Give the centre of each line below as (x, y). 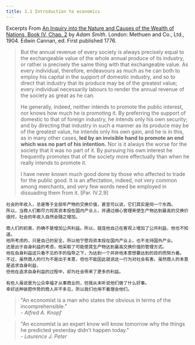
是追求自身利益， (24, 265)
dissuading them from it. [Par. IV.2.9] (65, 192)
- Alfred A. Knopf (41, 312)
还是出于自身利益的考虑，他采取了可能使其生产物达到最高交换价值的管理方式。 (86, 247)
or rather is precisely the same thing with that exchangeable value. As (104, 64)
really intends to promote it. (53, 163)
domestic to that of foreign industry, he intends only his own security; (104, 119)
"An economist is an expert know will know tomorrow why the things (102, 324)
